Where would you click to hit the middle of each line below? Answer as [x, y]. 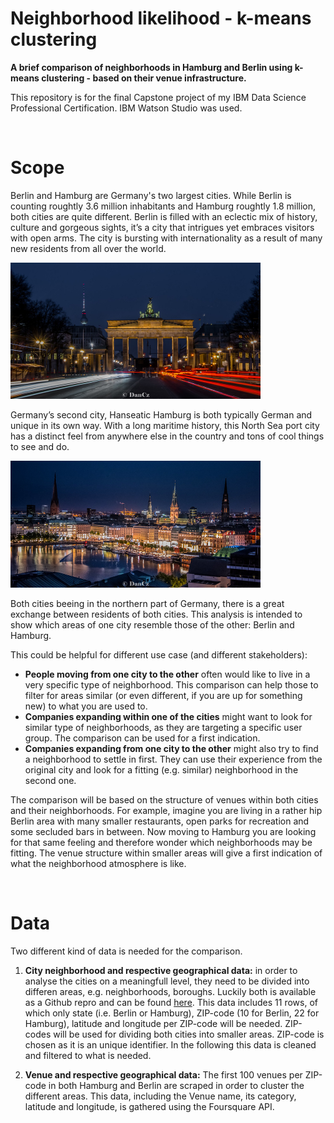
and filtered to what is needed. [88, 1055]
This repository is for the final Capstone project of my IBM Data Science [158, 97]
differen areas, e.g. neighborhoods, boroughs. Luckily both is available [170, 991]
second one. [50, 780]
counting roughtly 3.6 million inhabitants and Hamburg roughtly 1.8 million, [163, 206]
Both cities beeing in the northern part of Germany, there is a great [147, 603]
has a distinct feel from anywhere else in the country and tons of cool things [167, 436]
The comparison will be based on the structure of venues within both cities [164, 799]
